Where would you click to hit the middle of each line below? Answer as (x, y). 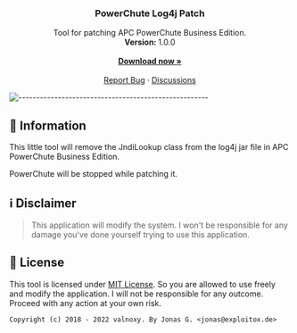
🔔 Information (48, 125)
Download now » (150, 62)
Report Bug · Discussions (150, 80)
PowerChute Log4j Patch (150, 13)
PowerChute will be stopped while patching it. (94, 174)
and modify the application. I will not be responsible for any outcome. (136, 294)
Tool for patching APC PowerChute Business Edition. (150, 33)
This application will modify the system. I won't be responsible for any (159, 225)
